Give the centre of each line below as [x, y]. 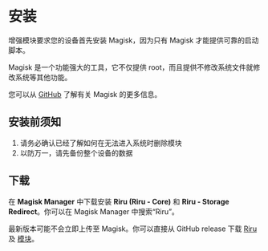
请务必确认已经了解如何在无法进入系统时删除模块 [101, 143]
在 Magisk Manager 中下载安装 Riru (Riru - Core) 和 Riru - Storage [119, 201]
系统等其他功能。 [43, 77]
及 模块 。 [23, 238]
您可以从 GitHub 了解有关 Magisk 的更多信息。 [85, 94]
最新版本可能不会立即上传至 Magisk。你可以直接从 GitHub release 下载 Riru [133, 229]
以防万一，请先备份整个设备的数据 [76, 152]
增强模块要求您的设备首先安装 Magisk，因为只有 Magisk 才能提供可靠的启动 [134, 40]
